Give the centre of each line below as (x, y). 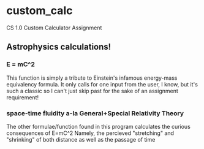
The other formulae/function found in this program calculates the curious (99, 126)
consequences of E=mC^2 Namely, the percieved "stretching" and (90, 133)
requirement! (22, 97)
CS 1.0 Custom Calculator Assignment (54, 28)
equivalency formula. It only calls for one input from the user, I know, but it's (102, 84)
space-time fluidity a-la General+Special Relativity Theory (95, 113)
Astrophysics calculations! (59, 47)
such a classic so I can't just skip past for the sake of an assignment (93, 91)
